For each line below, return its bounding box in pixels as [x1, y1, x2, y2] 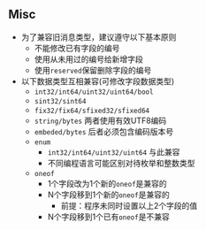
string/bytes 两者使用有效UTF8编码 [34, 115, 167, 126]
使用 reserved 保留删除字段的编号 [34, 65, 152, 75]
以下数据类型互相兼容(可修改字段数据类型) [20, 75, 175, 87]
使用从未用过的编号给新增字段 [34, 53, 143, 65]
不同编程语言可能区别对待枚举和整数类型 [47, 157, 195, 168]
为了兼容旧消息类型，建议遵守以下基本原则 [20, 31, 177, 42]
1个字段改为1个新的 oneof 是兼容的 [47, 178, 167, 188]
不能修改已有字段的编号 [34, 42, 120, 53]
